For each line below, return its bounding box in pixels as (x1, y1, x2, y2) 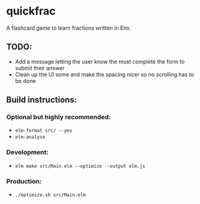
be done (15, 77, 36, 84)
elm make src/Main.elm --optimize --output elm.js (15, 163, 146, 169)
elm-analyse (15, 134, 45, 140)
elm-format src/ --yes (15, 128, 73, 134)
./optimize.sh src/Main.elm (15, 192, 86, 198)
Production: (6, 177, 42, 185)
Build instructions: (6, 95, 77, 105)
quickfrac (6, 4, 56, 18)
